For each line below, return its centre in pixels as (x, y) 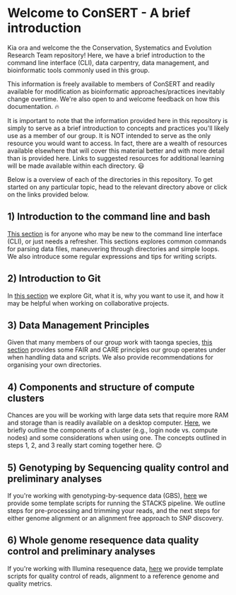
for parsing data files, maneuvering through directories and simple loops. (113, 248)
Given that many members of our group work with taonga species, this (110, 342)
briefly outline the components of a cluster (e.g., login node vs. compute (113, 430)
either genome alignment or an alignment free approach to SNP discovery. (116, 518)
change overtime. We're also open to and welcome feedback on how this (114, 99)
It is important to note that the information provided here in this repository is (118, 120)
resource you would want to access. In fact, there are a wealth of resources (117, 143)
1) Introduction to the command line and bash (109, 217)
